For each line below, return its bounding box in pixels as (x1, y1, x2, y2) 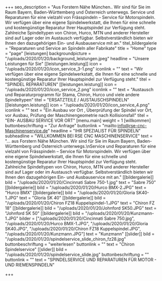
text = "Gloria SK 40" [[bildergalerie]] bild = (19, 195, 106, 200)
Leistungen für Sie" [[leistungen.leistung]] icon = (5, 61, 103, 66)
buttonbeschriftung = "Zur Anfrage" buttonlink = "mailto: (5, 123, 118, 128)
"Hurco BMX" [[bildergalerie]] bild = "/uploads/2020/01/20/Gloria (5, 190, 135, 196)
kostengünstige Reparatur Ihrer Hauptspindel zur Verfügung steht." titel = (5, 76, 151, 82)
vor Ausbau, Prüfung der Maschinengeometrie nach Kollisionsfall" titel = (5, 113, 149, 118)
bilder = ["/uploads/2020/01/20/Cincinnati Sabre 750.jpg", (19, 215, 135, 221)
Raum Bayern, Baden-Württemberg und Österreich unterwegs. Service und (5, 9, 155, 15)
